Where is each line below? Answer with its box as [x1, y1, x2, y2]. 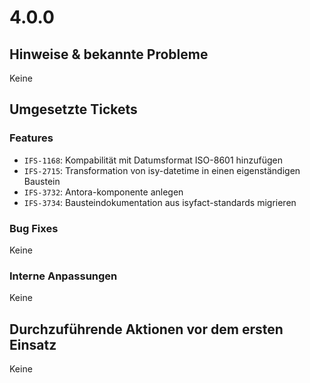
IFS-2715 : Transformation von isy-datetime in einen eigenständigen [23, 164, 301, 176]
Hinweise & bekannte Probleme [9, 46, 209, 63]
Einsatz [9, 336, 57, 353]
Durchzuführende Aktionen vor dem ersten [9, 321, 284, 338]
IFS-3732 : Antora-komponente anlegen [23, 186, 184, 198]
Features [9, 131, 54, 145]
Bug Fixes [9, 221, 59, 235]
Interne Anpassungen [9, 269, 118, 283]
